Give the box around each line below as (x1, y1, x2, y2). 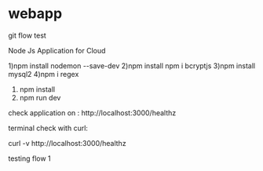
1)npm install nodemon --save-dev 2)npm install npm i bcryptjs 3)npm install (8, 60, 256, 71)
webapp (8, 5, 63, 23)
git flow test (8, 31, 47, 40)
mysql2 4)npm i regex (8, 69, 79, 78)
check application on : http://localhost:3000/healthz (8, 107, 177, 118)
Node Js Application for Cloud (8, 45, 106, 55)
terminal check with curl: (8, 123, 89, 133)
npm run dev (19, 93, 61, 102)
